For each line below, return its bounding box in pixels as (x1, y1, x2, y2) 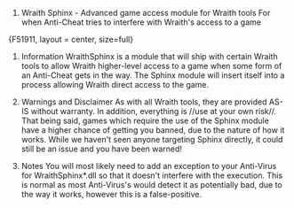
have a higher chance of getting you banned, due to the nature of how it (20, 125, 285, 135)
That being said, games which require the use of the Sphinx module (20, 115, 270, 126)
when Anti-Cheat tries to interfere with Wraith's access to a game (20, 17, 261, 27)
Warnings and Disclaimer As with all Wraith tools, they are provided (20, 96, 267, 107)
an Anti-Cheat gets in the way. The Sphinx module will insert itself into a (20, 70, 285, 81)
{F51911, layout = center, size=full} (8, 35, 134, 44)
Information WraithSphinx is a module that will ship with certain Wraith (20, 51, 278, 61)
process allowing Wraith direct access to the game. (20, 80, 210, 89)
